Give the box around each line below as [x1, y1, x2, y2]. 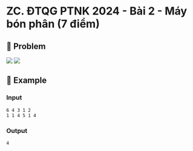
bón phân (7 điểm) [6, 17, 100, 31]
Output [6, 126, 28, 135]
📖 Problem [6, 41, 46, 51]
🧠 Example [6, 75, 47, 86]
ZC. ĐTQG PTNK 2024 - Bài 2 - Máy [6, 4, 188, 18]
